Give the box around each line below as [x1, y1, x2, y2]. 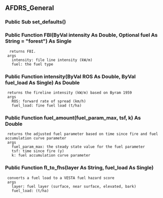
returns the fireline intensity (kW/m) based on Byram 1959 [7, 90, 132, 95]
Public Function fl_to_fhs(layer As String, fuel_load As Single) [5, 164, 154, 171]
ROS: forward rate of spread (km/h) [11, 99, 86, 104]
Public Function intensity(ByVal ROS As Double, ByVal [5, 73, 136, 80]
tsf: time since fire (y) [11, 149, 64, 154]
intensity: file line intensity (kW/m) [11, 57, 93, 63]
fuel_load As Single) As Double [5, 79, 80, 86]
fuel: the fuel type [11, 62, 54, 66]
